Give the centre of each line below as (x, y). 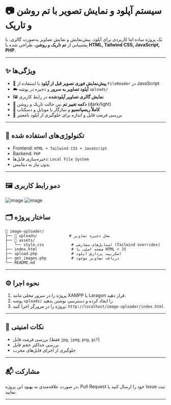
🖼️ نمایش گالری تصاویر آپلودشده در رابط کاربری (58, 96)
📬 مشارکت (22, 372)
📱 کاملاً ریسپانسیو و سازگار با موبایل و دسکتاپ (56, 109)
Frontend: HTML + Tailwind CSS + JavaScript (60, 148)
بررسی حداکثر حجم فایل (36, 345)
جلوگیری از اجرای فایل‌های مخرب (44, 350)
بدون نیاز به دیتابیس (31, 164)
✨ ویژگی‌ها (20, 71)
